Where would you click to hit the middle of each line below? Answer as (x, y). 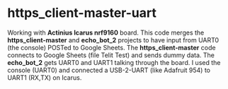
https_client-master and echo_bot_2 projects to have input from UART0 (113, 40)
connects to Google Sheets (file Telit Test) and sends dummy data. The (111, 55)
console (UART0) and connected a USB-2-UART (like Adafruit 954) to (109, 70)
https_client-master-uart (82, 13)
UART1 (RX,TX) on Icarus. (45, 77)
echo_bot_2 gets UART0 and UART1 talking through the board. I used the (114, 62)
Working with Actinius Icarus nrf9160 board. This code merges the (106, 32)
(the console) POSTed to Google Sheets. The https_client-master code (112, 47)
